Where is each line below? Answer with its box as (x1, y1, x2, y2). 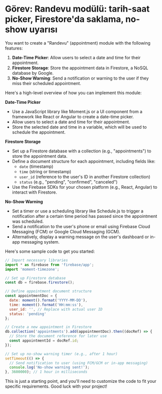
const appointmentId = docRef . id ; (9, 338, 79, 343)
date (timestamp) (19, 164, 54, 169)
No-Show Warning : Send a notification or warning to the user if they (12, 75, 149, 81)
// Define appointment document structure (5, 289, 92, 294)
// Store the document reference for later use (9, 334, 107, 339)
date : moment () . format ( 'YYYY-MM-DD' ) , (9, 298, 88, 303)
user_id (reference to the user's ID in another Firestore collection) (19, 174, 151, 180)
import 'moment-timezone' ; (5, 267, 59, 272)
